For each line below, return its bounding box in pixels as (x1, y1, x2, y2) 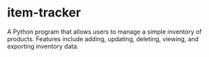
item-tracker (7, 5, 81, 21)
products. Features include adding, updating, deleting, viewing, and (7, 34, 199, 43)
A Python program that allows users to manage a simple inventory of (7, 27, 202, 36)
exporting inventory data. (7, 42, 79, 50)
